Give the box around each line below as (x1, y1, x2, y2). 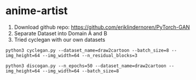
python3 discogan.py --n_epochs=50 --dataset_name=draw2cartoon (5, 63, 167, 69)
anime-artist (5, 4, 68, 18)
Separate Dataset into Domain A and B (14, 29, 107, 36)
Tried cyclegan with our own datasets (14, 36, 105, 43)
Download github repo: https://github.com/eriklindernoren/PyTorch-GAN (14, 24, 190, 31)
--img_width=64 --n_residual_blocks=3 (42, 52, 138, 58)
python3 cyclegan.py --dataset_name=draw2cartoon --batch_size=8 (5, 47, 169, 54)
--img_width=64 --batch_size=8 (42, 68, 119, 74)
